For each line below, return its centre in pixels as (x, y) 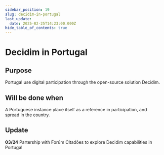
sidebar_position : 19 (27, 10)
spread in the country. (28, 115)
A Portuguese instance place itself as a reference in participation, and (76, 109)
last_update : (19, 19)
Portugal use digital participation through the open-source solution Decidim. (82, 82)
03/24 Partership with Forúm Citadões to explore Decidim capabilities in (79, 142)
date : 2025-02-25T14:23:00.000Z (43, 23)
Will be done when (34, 98)
